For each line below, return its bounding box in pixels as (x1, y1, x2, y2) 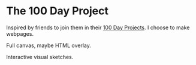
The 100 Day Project (6, 4, 109, 18)
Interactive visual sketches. (6, 53, 74, 60)
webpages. (6, 30, 34, 37)
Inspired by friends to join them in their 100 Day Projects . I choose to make (6, 24, 190, 31)
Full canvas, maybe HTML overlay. (6, 42, 92, 49)
